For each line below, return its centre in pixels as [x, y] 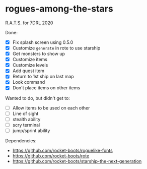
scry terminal [26, 125]
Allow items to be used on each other [51, 108]
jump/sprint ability [31, 130]
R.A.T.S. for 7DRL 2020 [29, 23]
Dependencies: [21, 140]
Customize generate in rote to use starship [56, 48]
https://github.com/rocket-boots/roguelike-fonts [63, 150]
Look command [29, 82]
